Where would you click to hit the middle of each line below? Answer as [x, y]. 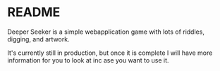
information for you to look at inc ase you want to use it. [88, 60]
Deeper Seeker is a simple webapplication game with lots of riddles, [106, 32]
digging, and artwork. [38, 39]
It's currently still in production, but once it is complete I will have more [110, 53]
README [34, 12]
